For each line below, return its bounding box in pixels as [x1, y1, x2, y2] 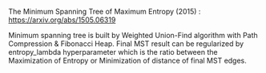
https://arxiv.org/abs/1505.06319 [8, 15, 116, 25]
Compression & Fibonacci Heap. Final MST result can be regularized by [8, 39, 244, 48]
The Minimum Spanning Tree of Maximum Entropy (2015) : [8, 7, 201, 16]
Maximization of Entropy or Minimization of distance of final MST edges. [8, 56, 247, 65]
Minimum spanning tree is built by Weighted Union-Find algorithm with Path [8, 31, 258, 40]
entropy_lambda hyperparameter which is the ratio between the [8, 48, 218, 56]
